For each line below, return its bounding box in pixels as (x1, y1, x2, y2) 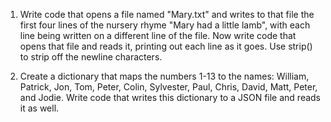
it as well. (19, 102, 60, 114)
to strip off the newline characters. (19, 51, 163, 63)
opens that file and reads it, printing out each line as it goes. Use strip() (19, 40, 313, 52)
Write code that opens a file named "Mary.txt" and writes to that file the (19, 9, 315, 20)
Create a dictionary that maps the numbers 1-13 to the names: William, (19, 70, 310, 82)
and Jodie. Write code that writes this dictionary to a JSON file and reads (19, 92, 322, 103)
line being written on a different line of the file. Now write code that (19, 30, 297, 41)
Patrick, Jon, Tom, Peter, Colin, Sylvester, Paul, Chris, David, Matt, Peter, (19, 81, 318, 93)
